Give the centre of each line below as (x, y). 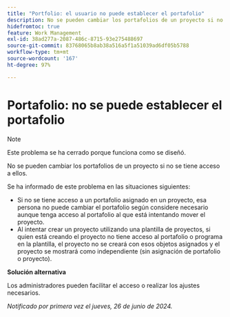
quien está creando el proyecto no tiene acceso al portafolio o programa (119, 236)
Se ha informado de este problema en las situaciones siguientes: (99, 186)
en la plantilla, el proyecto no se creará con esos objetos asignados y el (118, 244)
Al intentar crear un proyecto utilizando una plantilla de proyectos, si (114, 229)
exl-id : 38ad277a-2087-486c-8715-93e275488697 (75, 39)
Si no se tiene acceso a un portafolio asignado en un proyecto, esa (112, 200)
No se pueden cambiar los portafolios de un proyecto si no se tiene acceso (114, 166)
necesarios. (24, 292)
